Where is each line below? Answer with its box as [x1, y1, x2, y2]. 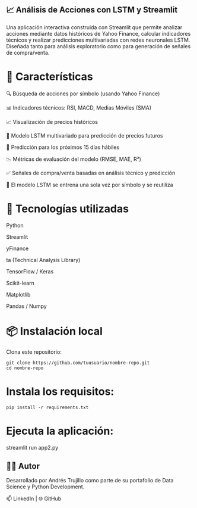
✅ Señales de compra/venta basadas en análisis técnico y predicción [6, 169, 176, 176]
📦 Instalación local [6, 324, 103, 338]
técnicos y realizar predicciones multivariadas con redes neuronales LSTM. [6, 36, 190, 43]
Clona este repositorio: [6, 348, 62, 356]
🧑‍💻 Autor [6, 461, 40, 471]
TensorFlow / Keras [6, 267, 54, 275]
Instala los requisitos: [6, 385, 115, 398]
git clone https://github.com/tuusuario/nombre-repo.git [6, 360, 150, 366]
